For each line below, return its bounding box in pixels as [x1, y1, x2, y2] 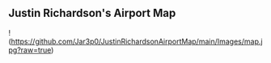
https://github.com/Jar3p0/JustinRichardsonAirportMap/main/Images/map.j [11, 36, 263, 46]
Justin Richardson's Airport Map [8, 6, 176, 20]
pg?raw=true [8, 44, 52, 55]
